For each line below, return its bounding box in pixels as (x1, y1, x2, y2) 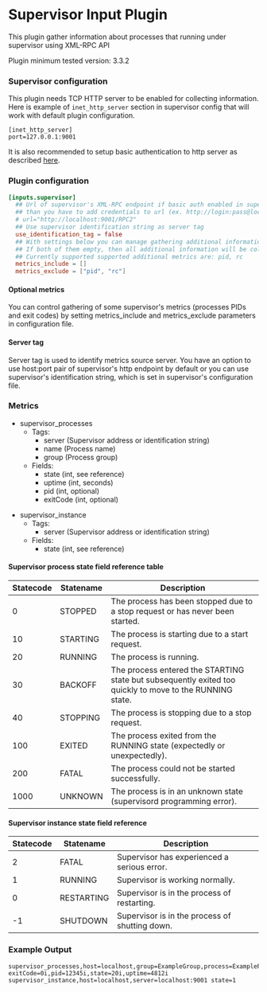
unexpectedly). (110, 750, 168, 761)
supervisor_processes (19, 418, 93, 428)
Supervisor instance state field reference (8, 818, 147, 827)
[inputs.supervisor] (8, 193, 77, 201)
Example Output (8, 944, 72, 955)
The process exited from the (110, 730, 217, 741)
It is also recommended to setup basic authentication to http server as (8, 147, 238, 157)
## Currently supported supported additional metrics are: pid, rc (15, 252, 244, 260)
